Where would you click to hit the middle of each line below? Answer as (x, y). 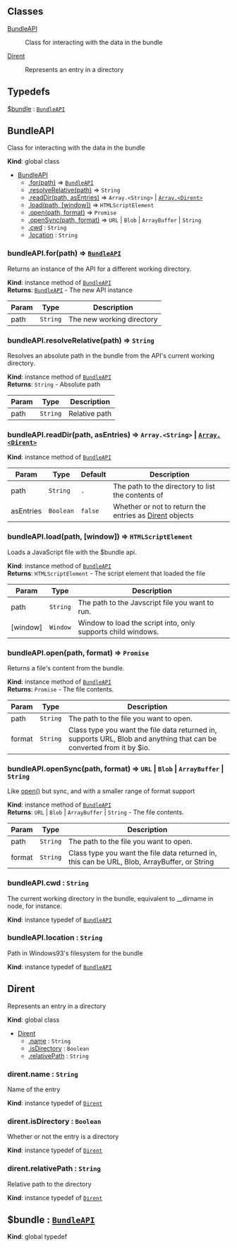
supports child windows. (119, 632)
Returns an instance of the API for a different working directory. (99, 269)
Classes (25, 12)
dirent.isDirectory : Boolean (54, 1121)
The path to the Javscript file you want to (146, 602)
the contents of (138, 495)
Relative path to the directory (49, 1184)
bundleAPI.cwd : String (48, 883)
